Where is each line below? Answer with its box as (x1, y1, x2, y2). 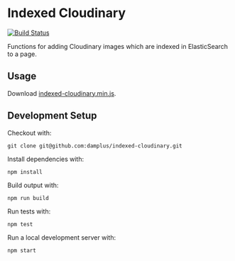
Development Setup (7, 110, 97, 122)
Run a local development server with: (7, 233, 116, 242)
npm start (7, 247, 37, 254)
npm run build (7, 194, 50, 201)
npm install (7, 168, 43, 175)
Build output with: (7, 181, 59, 189)
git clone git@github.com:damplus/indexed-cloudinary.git (7, 142, 182, 150)
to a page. (7, 50, 37, 58)
